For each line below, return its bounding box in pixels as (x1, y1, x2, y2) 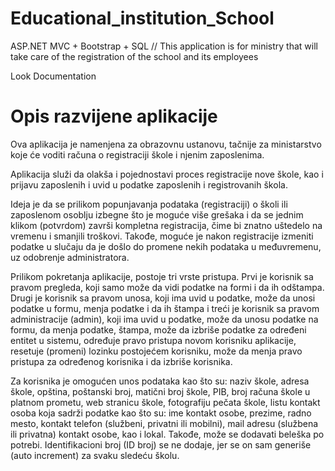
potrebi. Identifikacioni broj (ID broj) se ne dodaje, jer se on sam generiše (10, 438, 312, 451)
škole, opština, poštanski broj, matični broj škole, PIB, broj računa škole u (10, 385, 311, 397)
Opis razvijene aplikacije (10, 105, 218, 128)
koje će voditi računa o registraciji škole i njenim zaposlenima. (10, 148, 265, 161)
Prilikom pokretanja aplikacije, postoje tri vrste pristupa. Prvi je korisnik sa (10, 270, 314, 282)
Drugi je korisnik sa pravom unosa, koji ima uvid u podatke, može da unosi (10, 292, 316, 304)
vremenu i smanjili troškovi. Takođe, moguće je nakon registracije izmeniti (10, 230, 314, 242)
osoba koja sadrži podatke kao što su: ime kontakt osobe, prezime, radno (10, 407, 312, 419)
